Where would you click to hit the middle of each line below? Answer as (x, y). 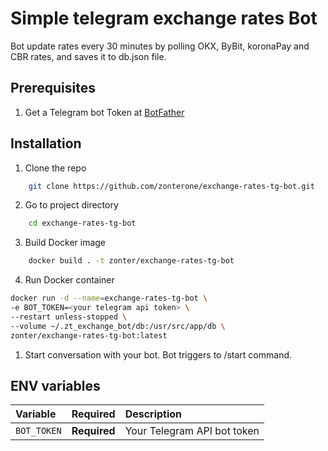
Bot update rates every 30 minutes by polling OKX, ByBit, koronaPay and (160, 46)
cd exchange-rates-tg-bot (82, 223)
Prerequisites (53, 88)
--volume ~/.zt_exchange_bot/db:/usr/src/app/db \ (118, 326)
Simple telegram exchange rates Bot (164, 18)
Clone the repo (55, 168)
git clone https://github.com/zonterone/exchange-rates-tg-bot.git (171, 186)
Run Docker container (69, 280)
